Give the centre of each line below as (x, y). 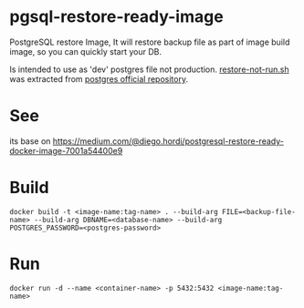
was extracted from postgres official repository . (99, 78)
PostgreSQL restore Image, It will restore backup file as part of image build (150, 42)
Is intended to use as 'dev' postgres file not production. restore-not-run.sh (149, 69)
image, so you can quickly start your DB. (86, 51)
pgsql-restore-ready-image (116, 17)
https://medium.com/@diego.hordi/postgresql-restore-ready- (168, 141)
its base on (30, 141)
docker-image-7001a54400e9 (66, 150)
